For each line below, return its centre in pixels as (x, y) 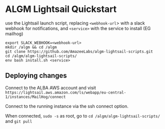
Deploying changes (36, 76)
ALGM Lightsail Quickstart (61, 9)
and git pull (19, 121)
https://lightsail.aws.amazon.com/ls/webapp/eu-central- (66, 92)
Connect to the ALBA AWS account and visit (51, 87)
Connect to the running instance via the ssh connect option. (67, 106)
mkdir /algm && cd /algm (31, 47)
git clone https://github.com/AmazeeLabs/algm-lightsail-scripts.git (79, 51)
